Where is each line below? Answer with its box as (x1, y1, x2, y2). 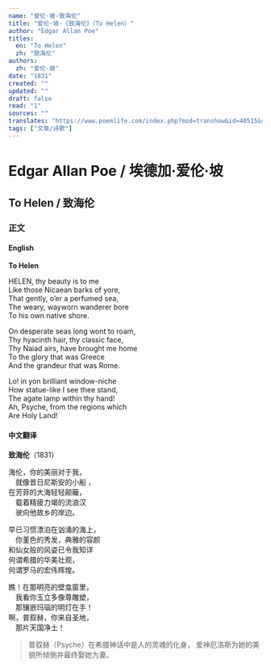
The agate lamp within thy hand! (8, 393, 115, 404)
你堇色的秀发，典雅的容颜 (15, 535, 101, 544)
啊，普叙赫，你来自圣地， (8, 612, 94, 622)
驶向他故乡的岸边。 (15, 507, 79, 517)
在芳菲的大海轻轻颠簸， (8, 487, 86, 497)
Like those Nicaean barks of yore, (8, 285, 121, 295)
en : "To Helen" (15, 42, 67, 50)
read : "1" (8, 102, 42, 110)
